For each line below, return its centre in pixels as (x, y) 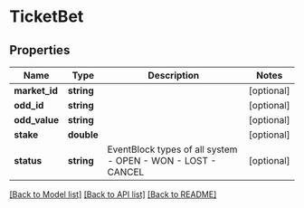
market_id (36, 90)
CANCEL (126, 172)
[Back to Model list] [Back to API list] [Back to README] (113, 194)
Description (174, 76)
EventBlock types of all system (172, 149)
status (28, 161)
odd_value (37, 120)
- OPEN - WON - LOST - (162, 161)
